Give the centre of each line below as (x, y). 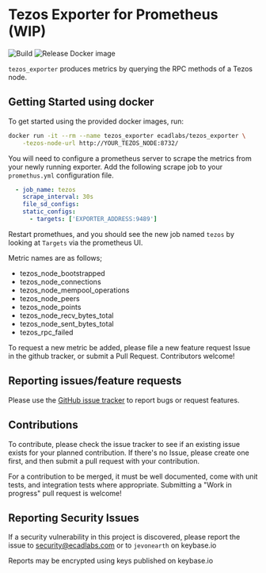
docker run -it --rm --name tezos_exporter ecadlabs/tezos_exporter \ (127, 136)
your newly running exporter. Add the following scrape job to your (116, 166)
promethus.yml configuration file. (61, 175)
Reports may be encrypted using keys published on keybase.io (111, 561)
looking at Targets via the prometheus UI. (76, 243)
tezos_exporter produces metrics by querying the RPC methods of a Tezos (131, 68)
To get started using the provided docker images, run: (96, 121)
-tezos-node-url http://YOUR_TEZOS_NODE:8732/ (101, 143)
